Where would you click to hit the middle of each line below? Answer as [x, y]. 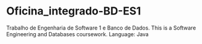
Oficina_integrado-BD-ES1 [73, 11]
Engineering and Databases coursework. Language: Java [78, 34]
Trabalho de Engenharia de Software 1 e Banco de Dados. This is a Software [101, 28]
